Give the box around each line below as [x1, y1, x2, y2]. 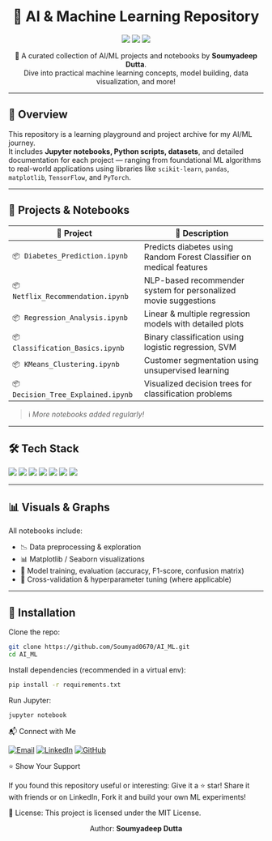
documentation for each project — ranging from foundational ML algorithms [8, 155, 261, 164]
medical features [144, 261, 208, 272]
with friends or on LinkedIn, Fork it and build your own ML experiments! [8, 792, 247, 801]
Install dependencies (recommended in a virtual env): [8, 664, 186, 675]
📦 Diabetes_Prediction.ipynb [12, 251, 128, 260]
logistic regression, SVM [144, 341, 237, 352]
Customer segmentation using [144, 354, 259, 365]
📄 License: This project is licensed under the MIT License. [8, 808, 202, 818]
